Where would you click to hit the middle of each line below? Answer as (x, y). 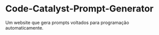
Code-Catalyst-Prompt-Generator (79, 9)
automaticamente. (24, 27)
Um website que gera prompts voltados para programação (67, 22)
